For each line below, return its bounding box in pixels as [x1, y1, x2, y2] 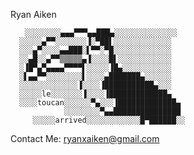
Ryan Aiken [10, 9, 57, 20]
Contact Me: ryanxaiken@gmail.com [10, 133, 160, 144]
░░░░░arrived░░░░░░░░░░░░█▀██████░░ [32, 115, 186, 125]
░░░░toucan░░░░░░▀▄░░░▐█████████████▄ [19, 98, 182, 108]
